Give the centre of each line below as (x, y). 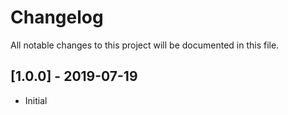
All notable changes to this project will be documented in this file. (145, 45)
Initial (36, 100)
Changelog (57, 17)
